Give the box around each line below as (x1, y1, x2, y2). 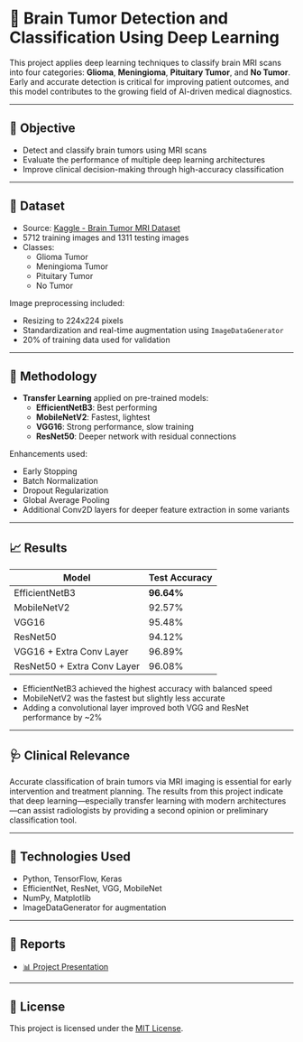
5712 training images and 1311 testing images (22, 232, 189, 243)
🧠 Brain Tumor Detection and (9, 8, 228, 29)
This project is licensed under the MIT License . (9, 1023, 184, 1034)
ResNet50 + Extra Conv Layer (14, 660, 140, 673)
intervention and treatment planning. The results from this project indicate (9, 786, 284, 796)
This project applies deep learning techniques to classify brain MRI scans (9, 57, 282, 68)
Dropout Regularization (22, 485, 109, 496)
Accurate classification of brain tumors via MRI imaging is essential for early (9, 777, 292, 786)
